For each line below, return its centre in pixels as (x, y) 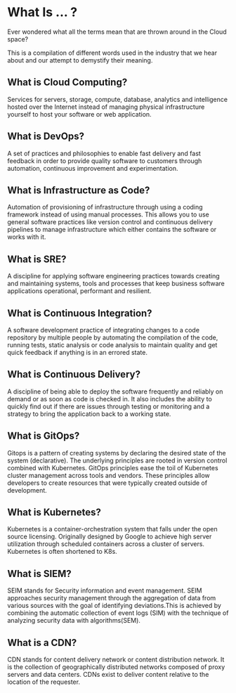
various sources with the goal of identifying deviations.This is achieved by (114, 606)
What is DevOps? (46, 137)
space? (18, 39)
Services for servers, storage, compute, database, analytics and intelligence (118, 99)
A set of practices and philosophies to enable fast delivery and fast (104, 153)
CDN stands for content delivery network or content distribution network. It (116, 660)
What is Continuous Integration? (80, 313)
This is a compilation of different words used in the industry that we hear (112, 53)
